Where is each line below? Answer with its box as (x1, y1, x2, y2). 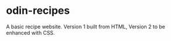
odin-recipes (6, 4, 70, 17)
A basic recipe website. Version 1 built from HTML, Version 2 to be (6, 23, 165, 30)
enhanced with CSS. (6, 29, 55, 36)
